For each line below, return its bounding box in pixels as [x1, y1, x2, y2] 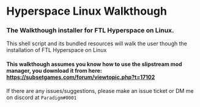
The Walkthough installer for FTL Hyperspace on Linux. [6, 26, 174, 35]
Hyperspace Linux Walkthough [6, 4, 167, 18]
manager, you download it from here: [6, 67, 103, 75]
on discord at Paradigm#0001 [6, 94, 77, 101]
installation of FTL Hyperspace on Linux [6, 46, 107, 54]
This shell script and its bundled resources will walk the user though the [6, 40, 188, 47]
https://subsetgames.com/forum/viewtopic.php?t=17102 [6, 73, 155, 81]
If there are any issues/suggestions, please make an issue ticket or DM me [6, 87, 194, 94]
